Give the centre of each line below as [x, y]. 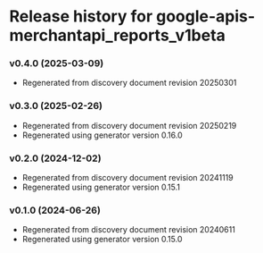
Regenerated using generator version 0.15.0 [102, 240]
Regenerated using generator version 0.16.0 [102, 135]
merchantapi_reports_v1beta [117, 35]
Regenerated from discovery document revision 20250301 [129, 83]
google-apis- [205, 17]
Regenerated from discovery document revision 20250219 [129, 125]
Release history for [81, 17]
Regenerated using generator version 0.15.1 [101, 187]
